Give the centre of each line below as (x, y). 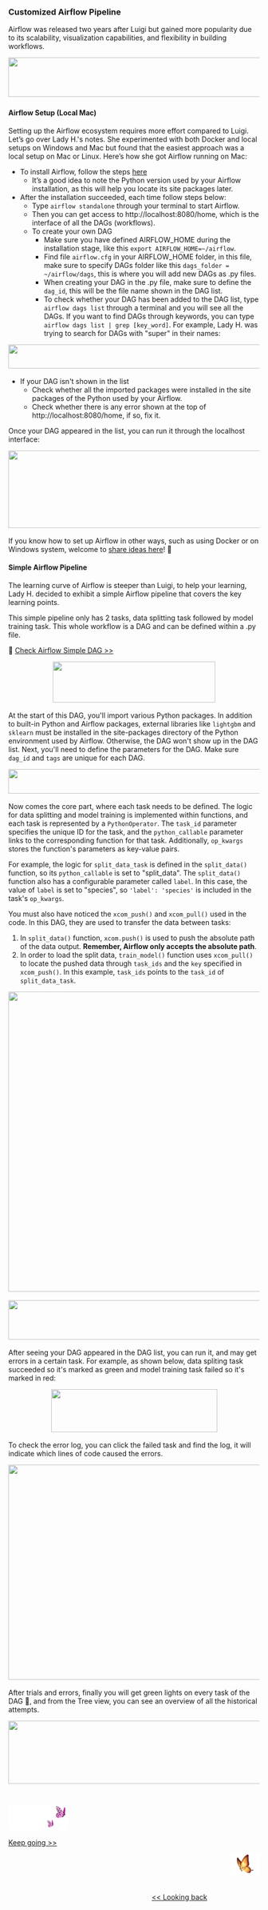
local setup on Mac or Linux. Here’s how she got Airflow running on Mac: (128, 156)
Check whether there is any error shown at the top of (119, 406)
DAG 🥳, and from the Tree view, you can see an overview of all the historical (133, 1701)
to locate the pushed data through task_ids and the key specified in (130, 963)
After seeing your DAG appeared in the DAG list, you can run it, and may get (132, 1352)
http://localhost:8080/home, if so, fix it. (96, 415)
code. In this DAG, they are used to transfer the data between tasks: (120, 922)
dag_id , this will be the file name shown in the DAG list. (133, 290)
